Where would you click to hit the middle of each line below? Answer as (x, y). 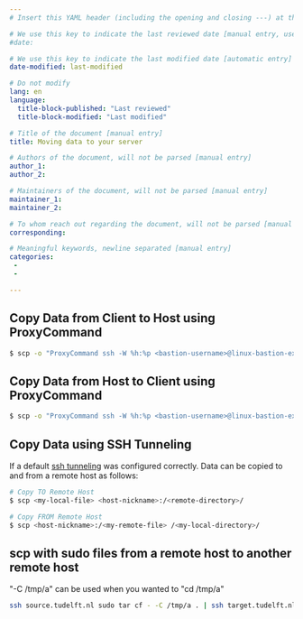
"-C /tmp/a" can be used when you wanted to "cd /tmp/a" (117, 589)
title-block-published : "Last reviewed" (94, 108)
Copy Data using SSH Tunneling (101, 444)
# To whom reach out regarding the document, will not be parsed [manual (151, 224)
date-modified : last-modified (66, 67)
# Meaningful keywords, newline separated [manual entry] (120, 249)
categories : (32, 257)
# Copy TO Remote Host (52, 492)
